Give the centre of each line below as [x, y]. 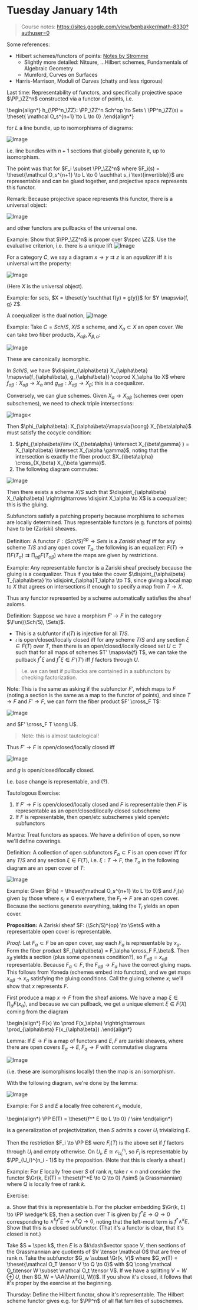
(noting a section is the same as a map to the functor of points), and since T [99, 695]
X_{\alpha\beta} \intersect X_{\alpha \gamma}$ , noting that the [91, 450]
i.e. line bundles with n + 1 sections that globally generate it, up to [86, 151]
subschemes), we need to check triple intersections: [70, 404]
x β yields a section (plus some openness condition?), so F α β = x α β [87, 958]
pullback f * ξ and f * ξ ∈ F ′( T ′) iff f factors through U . [77, 659]
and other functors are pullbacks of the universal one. [72, 227]
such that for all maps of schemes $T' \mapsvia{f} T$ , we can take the [101, 652]
